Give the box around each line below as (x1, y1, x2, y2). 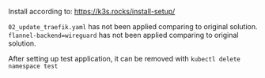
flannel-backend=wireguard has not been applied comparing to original (8, 31, 239, 39)
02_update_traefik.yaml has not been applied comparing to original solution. (8, 22, 258, 31)
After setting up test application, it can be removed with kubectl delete (8, 54, 241, 63)
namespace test (8, 62, 59, 70)
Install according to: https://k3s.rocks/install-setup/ (8, 7, 176, 16)
